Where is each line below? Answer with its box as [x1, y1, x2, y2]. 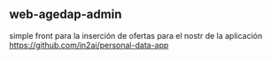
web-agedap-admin [9, 7, 122, 22]
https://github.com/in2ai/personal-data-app [9, 40, 169, 50]
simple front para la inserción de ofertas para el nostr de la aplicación [9, 30, 263, 41]
